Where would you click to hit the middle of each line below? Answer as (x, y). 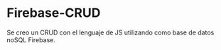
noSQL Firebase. (31, 39)
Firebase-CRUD (54, 13)
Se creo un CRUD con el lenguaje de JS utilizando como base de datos (110, 32)
